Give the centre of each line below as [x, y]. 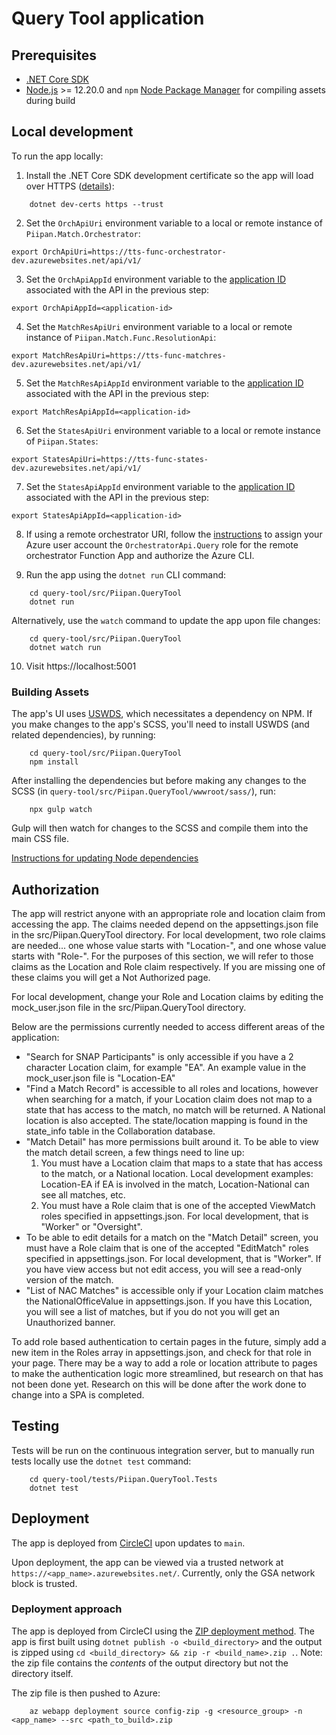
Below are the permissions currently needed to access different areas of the [168, 1026]
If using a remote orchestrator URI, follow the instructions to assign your [174, 534]
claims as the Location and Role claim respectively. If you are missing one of [168, 966]
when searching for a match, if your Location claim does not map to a [169, 1099]
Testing [35, 1426]
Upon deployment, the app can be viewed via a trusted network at [147, 1562]
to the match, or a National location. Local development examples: [177, 1173]
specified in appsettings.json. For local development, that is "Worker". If [173, 1258]
